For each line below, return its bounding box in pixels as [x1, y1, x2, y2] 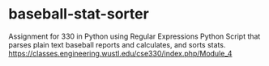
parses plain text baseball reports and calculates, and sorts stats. [8, 39, 226, 49]
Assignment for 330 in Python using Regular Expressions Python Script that [8, 31, 261, 41]
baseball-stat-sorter [8, 5, 150, 23]
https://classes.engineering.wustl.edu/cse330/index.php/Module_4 [8, 48, 233, 58]
